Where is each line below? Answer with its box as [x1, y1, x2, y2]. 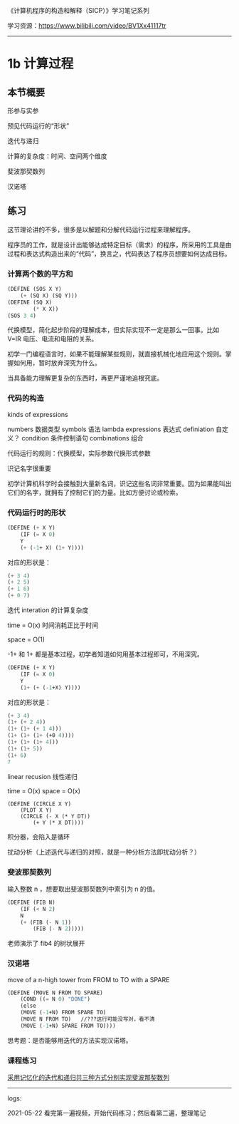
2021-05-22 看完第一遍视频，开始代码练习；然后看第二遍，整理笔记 [7, 1109, 206, 1118]
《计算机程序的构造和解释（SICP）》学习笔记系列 [7, 6, 149, 14]
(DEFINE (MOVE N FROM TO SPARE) [7, 989, 103, 996]
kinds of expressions [7, 410, 69, 418]
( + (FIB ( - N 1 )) [20, 919, 72, 926]
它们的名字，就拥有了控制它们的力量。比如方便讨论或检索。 [7, 488, 182, 497]
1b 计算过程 [7, 56, 74, 72]
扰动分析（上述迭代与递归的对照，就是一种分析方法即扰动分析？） [7, 847, 201, 856]
